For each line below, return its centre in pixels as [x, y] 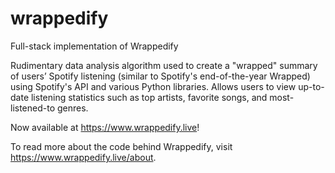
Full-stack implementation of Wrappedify [94, 46]
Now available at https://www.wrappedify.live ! [105, 127]
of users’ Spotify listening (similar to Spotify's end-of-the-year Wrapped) [160, 76]
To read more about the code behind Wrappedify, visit [121, 146]
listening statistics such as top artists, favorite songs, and [149, 97]
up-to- [311, 86]
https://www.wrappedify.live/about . [83, 157]
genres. [72, 108]
